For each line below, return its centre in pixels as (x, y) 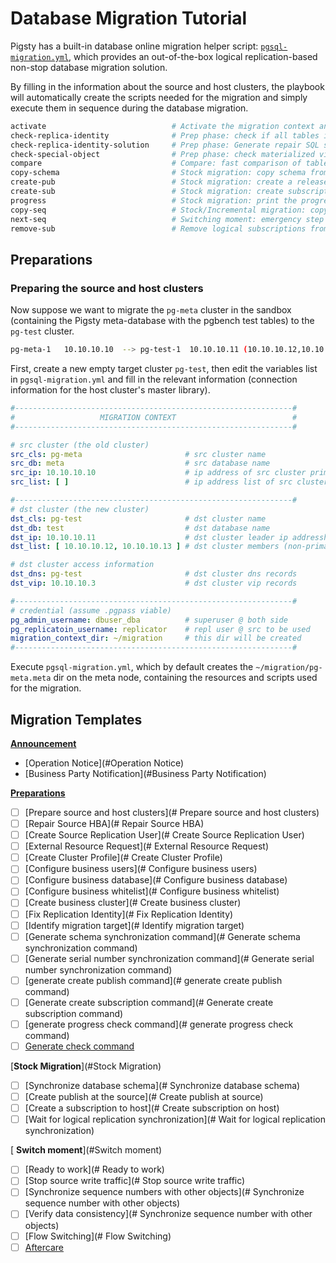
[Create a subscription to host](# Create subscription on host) (152, 1108)
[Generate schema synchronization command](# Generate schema (162, 936)
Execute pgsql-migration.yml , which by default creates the (132, 667)
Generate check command (79, 1046)
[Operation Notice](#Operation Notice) (104, 763)
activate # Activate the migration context (162, 126)
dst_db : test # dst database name (140, 528)
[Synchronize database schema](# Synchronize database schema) (162, 1085)
